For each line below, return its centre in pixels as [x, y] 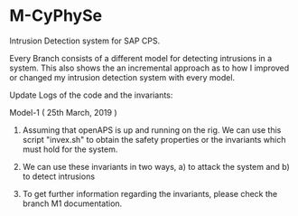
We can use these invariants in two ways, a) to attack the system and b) [156, 166]
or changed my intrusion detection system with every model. [122, 77]
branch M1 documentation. [72, 203]
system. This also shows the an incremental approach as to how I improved [149, 68]
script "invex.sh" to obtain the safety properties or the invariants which [154, 139]
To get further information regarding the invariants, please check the [150, 193]
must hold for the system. [70, 149]
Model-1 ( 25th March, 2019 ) [63, 112]
